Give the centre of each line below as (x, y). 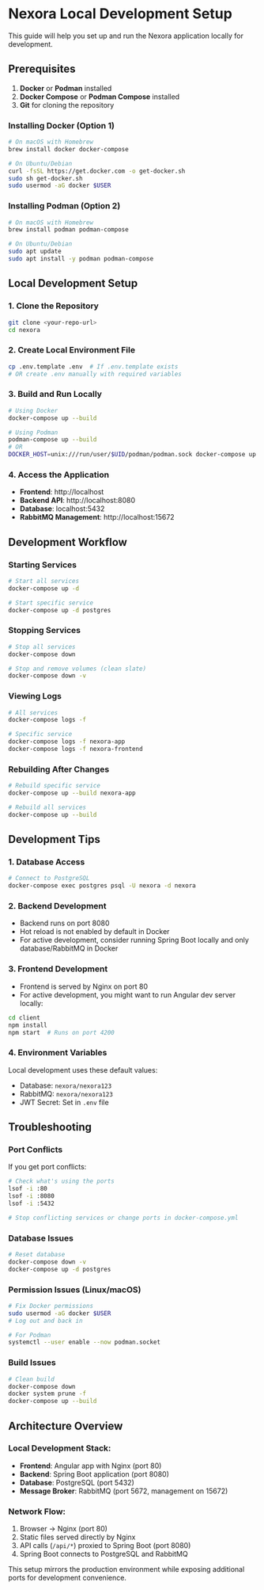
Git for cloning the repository (67, 105)
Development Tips (54, 839)
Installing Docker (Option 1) (61, 125)
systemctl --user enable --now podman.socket (84, 1342)
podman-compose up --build (53, 440)
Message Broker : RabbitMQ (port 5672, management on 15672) (124, 1491)
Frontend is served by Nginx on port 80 (84, 986)
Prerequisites (42, 69)
